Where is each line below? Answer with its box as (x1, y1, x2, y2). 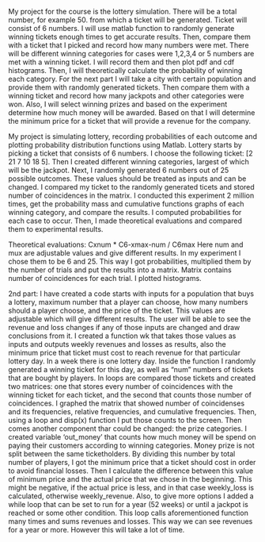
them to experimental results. (8, 225, 104, 233)
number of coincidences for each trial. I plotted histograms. (8, 274, 202, 283)
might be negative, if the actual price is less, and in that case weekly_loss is (8, 483, 255, 492)
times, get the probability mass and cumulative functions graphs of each (8, 199, 244, 209)
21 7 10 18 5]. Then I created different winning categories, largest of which (8, 157, 249, 166)
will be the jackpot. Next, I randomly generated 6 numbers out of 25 (8, 166, 229, 175)
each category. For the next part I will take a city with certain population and (8, 75, 256, 83)
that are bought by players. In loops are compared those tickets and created (8, 373, 256, 382)
